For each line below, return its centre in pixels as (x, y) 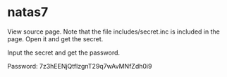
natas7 (28, 12)
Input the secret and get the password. (64, 52)
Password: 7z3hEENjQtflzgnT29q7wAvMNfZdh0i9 (80, 66)
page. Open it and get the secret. (55, 38)
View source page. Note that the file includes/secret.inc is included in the (114, 31)
